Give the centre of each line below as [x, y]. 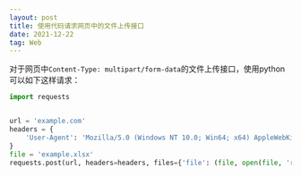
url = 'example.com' [48, 122]
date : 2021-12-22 [42, 34]
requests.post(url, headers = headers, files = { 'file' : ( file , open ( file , [146, 163]
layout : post [34, 17]
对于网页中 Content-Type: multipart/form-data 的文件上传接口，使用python [147, 69]
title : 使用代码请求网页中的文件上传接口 [77, 26]
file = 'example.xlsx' [52, 154]
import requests [39, 97]
